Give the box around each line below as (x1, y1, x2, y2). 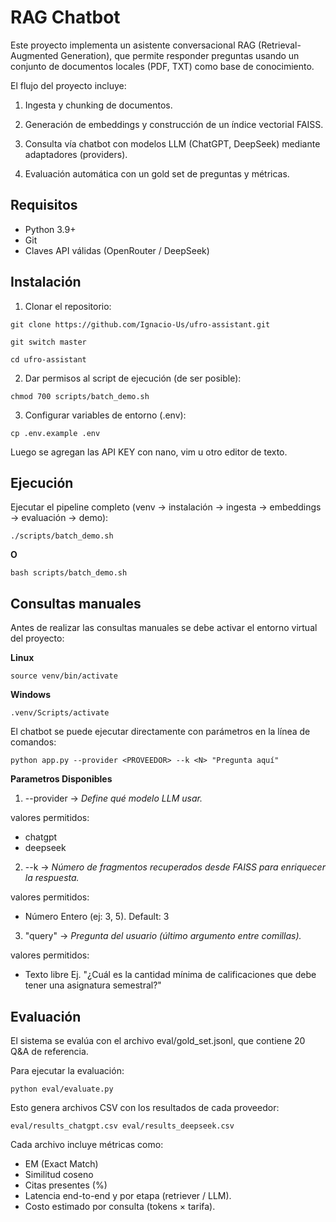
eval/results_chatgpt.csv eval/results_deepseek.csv (10, 1121, 235, 1131)
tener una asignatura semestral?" (24, 979, 162, 991)
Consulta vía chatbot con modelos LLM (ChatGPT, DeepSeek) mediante (24, 137, 321, 150)
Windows (10, 689, 51, 701)
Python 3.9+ (24, 223, 77, 235)
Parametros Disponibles (10, 773, 113, 785)
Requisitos (10, 197, 78, 214)
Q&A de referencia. (10, 1046, 89, 1057)
